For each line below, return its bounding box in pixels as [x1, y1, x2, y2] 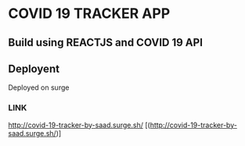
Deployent [8, 62, 60, 75]
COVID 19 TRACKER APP [8, 5, 171, 23]
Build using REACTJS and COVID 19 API [8, 36, 204, 49]
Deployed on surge [8, 83, 70, 92]
